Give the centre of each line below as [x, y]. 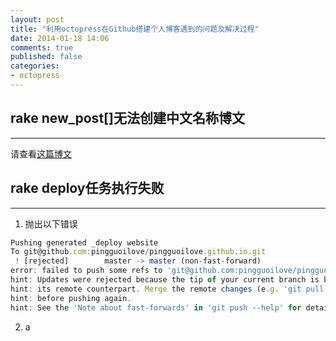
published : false [46, 57]
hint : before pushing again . [71, 298]
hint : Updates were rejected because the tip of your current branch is [165, 280]
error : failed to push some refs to [86, 271]
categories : [35, 66]
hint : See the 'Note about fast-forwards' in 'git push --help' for [156, 307]
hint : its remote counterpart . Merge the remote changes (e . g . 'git [156, 289]
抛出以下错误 [51, 223]
